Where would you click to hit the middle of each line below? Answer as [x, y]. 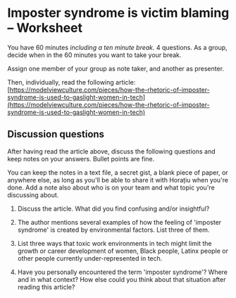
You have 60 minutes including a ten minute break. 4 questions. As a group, [117, 47]
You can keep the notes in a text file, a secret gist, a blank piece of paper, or [118, 172]
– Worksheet [45, 28]
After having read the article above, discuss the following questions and [112, 151]
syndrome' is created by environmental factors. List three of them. [113, 230]
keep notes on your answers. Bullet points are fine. [81, 159]
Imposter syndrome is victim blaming [118, 13]
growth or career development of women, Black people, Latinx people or [123, 251]
